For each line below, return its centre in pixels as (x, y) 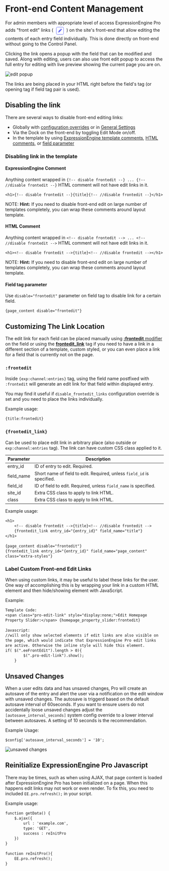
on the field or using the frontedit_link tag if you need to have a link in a (80, 344)
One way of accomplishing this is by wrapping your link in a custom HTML (82, 585)
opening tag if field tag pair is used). (43, 89)
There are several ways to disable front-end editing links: (64, 117)
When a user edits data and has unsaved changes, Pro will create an (76, 688)
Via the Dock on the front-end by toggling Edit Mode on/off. (74, 132)
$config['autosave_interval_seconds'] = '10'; (55, 740)
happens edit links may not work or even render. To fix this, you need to (79, 788)
